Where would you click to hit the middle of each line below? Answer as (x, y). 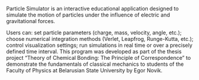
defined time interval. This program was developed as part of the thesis (94, 52)
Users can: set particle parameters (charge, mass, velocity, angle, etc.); (94, 33)
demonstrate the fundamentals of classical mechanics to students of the (95, 64)
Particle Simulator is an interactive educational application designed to (92, 9)
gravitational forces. (31, 21)
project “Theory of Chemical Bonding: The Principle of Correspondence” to (99, 58)
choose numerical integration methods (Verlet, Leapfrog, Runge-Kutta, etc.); (100, 39)
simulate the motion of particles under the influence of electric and (88, 15)
